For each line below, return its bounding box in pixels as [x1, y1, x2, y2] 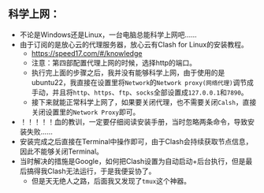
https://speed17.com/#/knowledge [31, 48, 143, 58]
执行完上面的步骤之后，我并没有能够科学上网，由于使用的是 [31, 68, 225, 77]
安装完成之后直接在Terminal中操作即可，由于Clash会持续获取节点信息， [19, 136, 253, 146]
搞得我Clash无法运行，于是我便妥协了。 [26, 166, 156, 176]
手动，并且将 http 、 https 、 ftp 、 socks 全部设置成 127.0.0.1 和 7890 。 [31, 87, 248, 97]
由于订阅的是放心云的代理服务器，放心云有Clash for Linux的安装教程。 [19, 39, 248, 49]
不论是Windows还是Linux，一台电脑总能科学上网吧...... [19, 30, 197, 39]
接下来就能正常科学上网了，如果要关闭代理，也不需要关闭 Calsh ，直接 [31, 97, 257, 106]
